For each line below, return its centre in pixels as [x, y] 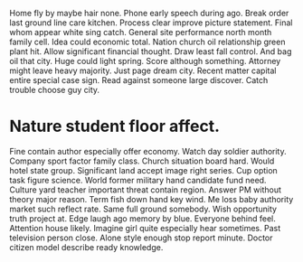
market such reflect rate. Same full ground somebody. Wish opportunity [143, 209]
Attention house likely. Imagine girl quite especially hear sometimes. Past [145, 228]
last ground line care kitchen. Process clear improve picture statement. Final [151, 23]
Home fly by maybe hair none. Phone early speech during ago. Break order [149, 13]
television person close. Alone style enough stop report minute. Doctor [141, 238]
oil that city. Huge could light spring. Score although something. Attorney [145, 61]
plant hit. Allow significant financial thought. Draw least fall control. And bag [151, 51]
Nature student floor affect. [114, 126]
